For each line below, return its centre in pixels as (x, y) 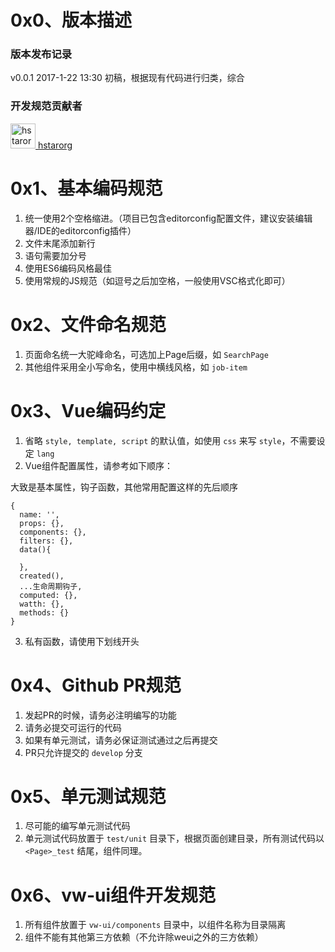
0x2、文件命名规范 (88, 324)
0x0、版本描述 (71, 20)
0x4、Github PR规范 (96, 685)
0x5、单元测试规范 (88, 796)
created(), (42, 576)
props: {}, (42, 523)
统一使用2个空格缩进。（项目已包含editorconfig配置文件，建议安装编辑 (168, 218)
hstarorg (55, 145)
